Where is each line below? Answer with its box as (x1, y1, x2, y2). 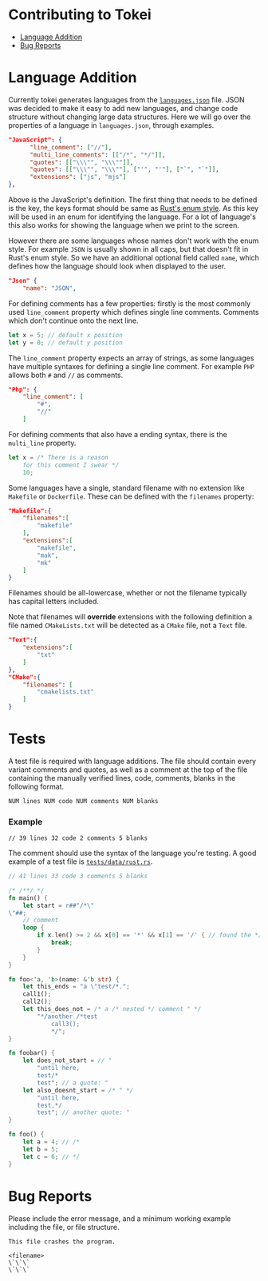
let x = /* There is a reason (8, 453, 109, 461)
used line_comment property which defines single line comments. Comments (8, 307, 259, 316)
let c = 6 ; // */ (22, 1152, 81, 1160)
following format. (8, 782, 65, 791)
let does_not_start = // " (22, 1056, 112, 1064)
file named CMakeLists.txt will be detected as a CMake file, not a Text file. (8, 621, 247, 631)
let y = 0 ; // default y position (8, 338, 124, 347)
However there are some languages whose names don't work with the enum (8, 236, 259, 245)
